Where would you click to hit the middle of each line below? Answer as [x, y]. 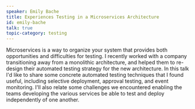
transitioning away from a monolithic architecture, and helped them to [91, 63]
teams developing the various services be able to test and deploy [85, 94]
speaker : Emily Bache [33, 11]
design [14, 69]
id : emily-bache [26, 22]
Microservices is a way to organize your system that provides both [87, 50]
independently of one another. [43, 100]
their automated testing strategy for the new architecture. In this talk [107, 69]
